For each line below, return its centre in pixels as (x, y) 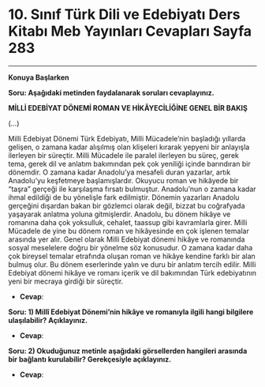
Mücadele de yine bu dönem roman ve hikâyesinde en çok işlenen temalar (129, 231)
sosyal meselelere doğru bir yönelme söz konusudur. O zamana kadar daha (131, 247)
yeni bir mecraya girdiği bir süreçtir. (66, 281)
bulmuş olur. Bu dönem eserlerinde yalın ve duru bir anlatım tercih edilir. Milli (132, 264)
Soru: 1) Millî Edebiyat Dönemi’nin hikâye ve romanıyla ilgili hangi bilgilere (131, 312)
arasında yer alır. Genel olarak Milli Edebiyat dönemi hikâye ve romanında (127, 239)
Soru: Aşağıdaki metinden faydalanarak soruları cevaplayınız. (111, 92)
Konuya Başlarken (39, 77)
